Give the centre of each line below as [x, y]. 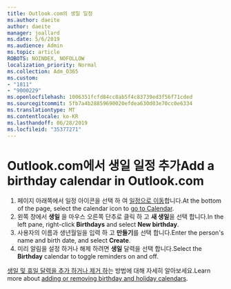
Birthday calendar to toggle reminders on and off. [88, 257]
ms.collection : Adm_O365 [43, 71]
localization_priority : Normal [52, 65]
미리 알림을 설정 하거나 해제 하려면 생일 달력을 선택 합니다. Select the [109, 249]
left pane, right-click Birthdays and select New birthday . [98, 225]
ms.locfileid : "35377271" [44, 129]
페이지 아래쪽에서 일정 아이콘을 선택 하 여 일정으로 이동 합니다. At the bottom [119, 201]
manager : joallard [33, 33]
